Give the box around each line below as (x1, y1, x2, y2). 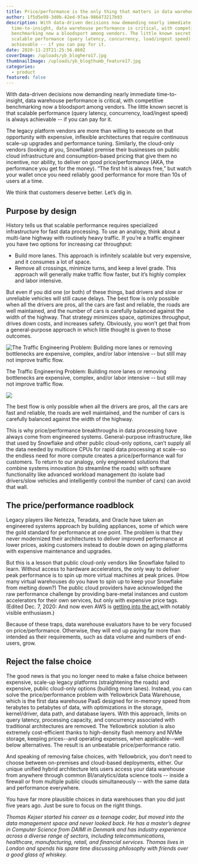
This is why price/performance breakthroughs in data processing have (6, 426, 177, 434)
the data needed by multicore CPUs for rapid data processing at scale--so (6, 445, 187, 452)
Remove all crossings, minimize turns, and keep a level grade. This (14, 264, 177, 272)
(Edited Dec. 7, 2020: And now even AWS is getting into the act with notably (6, 603, 190, 610)
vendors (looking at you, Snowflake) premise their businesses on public (6, 146, 180, 154)
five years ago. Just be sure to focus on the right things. (6, 801, 143, 809)
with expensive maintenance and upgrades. (6, 547, 112, 555)
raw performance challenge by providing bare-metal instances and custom (6, 590, 188, 597)
